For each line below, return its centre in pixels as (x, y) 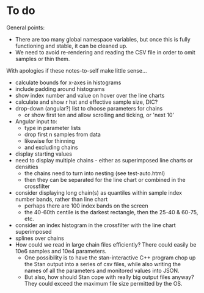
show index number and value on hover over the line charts (90, 95)
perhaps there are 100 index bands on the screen (86, 206)
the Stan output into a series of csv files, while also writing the (103, 264)
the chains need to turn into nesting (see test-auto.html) (95, 173)
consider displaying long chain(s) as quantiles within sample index (98, 192)
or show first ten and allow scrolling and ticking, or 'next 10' (99, 115)
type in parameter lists (53, 128)
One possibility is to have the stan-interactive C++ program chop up (110, 258)
